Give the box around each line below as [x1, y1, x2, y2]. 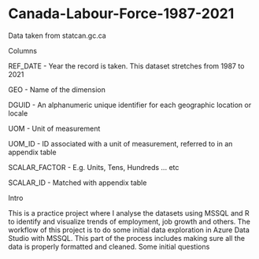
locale [8, 108, 28, 118]
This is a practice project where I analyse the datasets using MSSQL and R [8, 208, 250, 217]
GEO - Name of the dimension [8, 84, 106, 94]
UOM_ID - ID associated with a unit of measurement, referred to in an [8, 139, 233, 148]
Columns [8, 46, 38, 55]
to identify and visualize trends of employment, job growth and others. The [8, 216, 250, 226]
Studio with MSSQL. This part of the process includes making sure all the [8, 233, 246, 242]
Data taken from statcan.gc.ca [8, 31, 106, 40]
